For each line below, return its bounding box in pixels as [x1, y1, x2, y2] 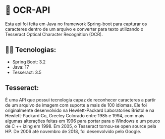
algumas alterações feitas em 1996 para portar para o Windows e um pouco [5, 118, 160, 124]
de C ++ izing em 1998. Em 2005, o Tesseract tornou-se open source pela [5, 123, 157, 129]
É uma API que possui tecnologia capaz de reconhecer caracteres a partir [5, 96, 156, 103]
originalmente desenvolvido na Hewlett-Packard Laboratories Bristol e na [5, 107, 155, 113]
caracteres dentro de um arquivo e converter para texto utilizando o [5, 26, 144, 32]
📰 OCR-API [5, 4, 51, 16]
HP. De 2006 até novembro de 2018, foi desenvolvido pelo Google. [5, 128, 142, 134]
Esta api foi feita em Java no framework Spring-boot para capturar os [5, 21, 147, 27]
